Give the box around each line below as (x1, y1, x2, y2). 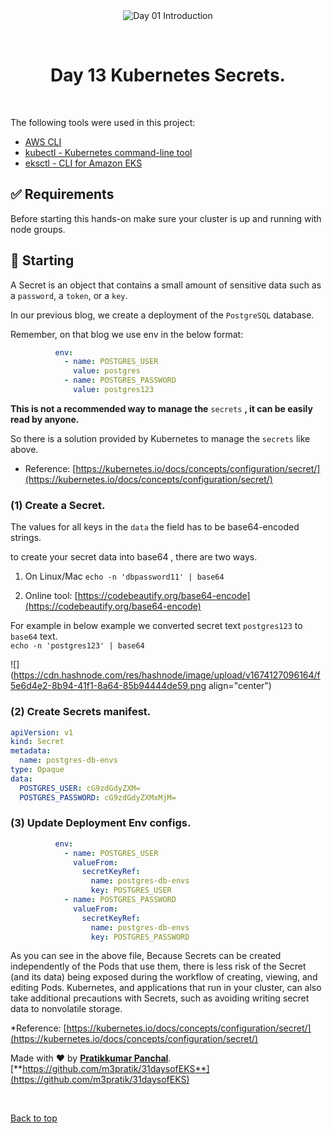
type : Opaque (10, 765, 65, 775)
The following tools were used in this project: (10, 116, 196, 128)
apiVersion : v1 (10, 727, 74, 738)
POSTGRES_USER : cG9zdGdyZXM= (19, 783, 141, 793)
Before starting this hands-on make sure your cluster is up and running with (10, 212, 322, 224)
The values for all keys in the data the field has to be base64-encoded (10, 521, 300, 533)
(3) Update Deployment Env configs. (10, 816, 192, 830)
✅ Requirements (10, 186, 115, 203)
